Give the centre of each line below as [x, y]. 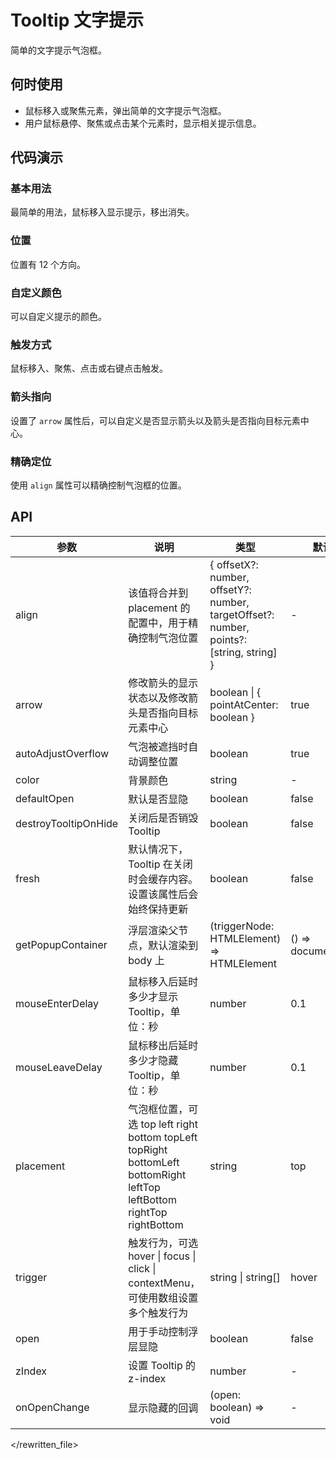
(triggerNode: [242, 926]
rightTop [148, 1212]
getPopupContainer [61, 944]
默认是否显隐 [158, 799]
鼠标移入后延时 [163, 981]
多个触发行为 [158, 1313]
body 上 [146, 960]
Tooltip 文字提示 [77, 20]
